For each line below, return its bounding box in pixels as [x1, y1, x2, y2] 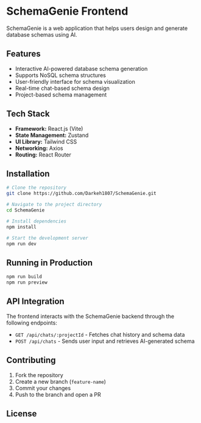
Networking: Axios [15, 144, 64, 152]
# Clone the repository [6, 185, 67, 191]
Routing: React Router [15, 151, 72, 158]
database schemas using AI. [6, 31, 77, 38]
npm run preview [6, 279, 48, 285]
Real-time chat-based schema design [15, 84, 110, 92]
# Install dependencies [6, 218, 67, 224]
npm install [6, 224, 37, 230]
